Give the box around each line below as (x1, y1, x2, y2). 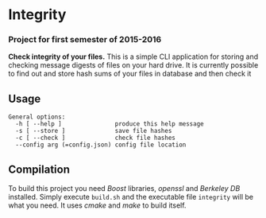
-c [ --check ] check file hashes (15, 134, 176, 142)
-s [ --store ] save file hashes (15, 127, 172, 135)
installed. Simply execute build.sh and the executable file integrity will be (8, 193, 254, 202)
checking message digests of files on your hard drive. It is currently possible (8, 60, 259, 70)
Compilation (8, 162, 70, 176)
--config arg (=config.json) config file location (15, 141, 187, 149)
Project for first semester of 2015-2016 (8, 34, 162, 45)
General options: (8, 113, 66, 121)
